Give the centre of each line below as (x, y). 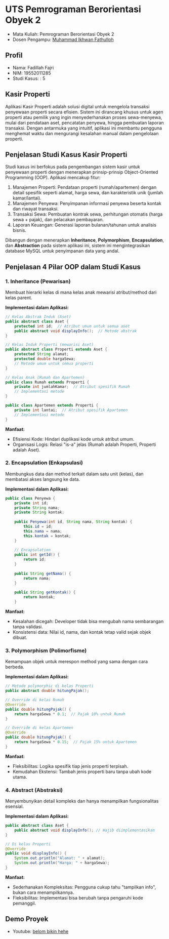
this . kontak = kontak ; (47, 536)
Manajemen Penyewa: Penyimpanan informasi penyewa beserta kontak (87, 203)
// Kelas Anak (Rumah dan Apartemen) (45, 377)
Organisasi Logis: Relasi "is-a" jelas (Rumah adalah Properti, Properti (84, 444)
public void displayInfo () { (36, 853)
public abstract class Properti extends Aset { (56, 350)
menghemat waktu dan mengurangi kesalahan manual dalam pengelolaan (82, 133)
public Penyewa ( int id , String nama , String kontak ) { (73, 522)
